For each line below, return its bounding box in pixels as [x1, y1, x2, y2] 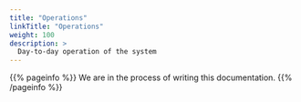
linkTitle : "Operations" [9, 22, 104, 31]
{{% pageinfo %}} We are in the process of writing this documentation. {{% [9, 72, 293, 83]
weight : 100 [9, 30, 55, 39]
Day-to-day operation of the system [17, 47, 157, 56]
